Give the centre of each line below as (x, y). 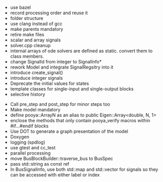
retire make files (27, 35)
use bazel (21, 7)
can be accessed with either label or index (55, 175)
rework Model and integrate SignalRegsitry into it (62, 67)
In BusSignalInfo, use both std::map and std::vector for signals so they (84, 169)
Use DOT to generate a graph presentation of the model (69, 131)
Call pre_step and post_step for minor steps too (60, 104)
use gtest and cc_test (33, 147)
